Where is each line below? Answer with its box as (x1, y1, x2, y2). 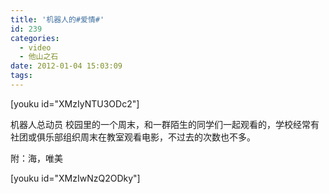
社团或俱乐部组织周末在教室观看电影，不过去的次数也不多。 (10, 131, 256, 143)
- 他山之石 (19, 52, 59, 62)
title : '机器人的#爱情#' (10, 14, 105, 25)
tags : (10, 71, 33, 81)
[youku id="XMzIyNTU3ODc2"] (10, 97, 140, 110)
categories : (10, 33, 60, 43)
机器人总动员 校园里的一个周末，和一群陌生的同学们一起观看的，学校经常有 (10, 118, 320, 130)
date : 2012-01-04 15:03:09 (10, 61, 123, 71)
